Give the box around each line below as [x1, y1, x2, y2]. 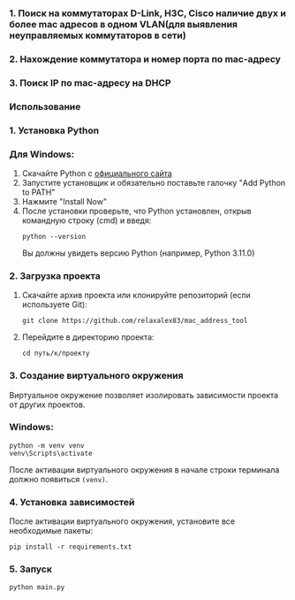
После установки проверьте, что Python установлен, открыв [21, 205, 252, 216]
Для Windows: [9, 148, 75, 160]
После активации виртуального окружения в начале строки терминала [9, 464, 280, 475]
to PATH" [21, 187, 56, 197]
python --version [21, 232, 87, 241]
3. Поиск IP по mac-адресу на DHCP [9, 76, 171, 88]
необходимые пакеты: [9, 526, 94, 536]
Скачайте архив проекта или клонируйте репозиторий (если [21, 290, 251, 301]
